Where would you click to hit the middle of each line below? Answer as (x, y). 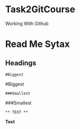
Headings (21, 63)
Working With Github (27, 23)
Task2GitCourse (40, 9)
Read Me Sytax (37, 44)
